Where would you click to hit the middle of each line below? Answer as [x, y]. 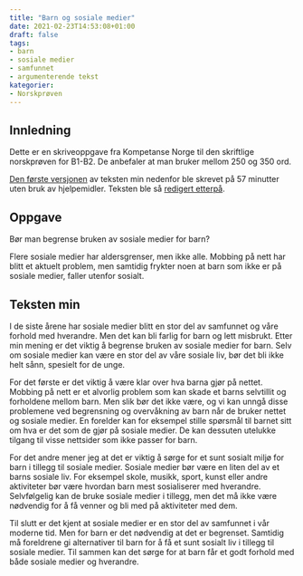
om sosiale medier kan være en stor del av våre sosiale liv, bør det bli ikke [147, 355]
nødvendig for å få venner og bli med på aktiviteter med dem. [123, 505]
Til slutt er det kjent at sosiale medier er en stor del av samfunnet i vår [139, 523]
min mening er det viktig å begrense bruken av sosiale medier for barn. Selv [151, 345]
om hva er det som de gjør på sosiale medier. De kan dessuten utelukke [142, 430]
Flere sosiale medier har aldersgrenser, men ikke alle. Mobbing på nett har [148, 257]
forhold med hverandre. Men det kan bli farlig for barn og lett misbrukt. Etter [151, 335]
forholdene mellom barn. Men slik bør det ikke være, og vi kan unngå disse [149, 401]
